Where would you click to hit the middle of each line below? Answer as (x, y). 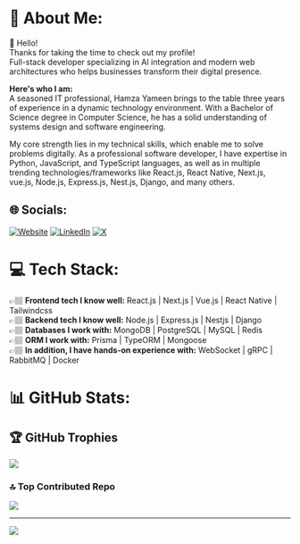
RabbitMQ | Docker (45, 360)
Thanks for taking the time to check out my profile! (102, 52)
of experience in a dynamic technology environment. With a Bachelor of (142, 107)
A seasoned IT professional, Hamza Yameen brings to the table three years (147, 98)
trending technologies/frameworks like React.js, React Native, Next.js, (137, 172)
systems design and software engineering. (88, 126)
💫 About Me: (56, 18)
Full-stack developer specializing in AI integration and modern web (133, 62)
